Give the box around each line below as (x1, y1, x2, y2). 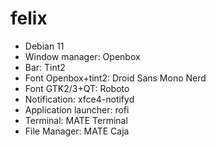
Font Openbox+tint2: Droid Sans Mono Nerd (24, 72, 207, 84)
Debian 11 (24, 40, 65, 52)
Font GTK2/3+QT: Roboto (24, 82, 130, 94)
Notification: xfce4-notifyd (24, 93, 135, 105)
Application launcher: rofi (24, 103, 130, 116)
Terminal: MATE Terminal (24, 114, 128, 126)
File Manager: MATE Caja (24, 125, 130, 137)
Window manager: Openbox (24, 50, 141, 62)
